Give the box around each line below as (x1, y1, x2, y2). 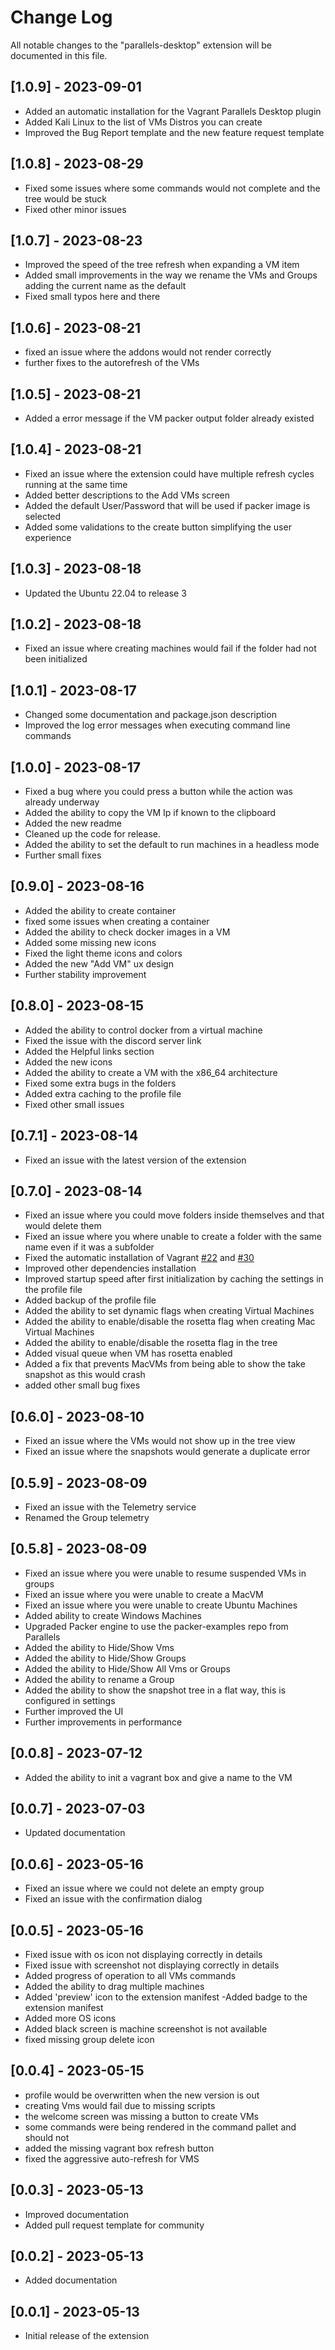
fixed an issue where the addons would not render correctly (24, 346, 272, 358)
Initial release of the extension (24, 2330, 150, 2342)
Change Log (10, 6, 113, 29)
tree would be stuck (24, 192, 108, 205)
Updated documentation (24, 1827, 126, 1839)
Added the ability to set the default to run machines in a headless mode (24, 839, 320, 851)
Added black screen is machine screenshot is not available (24, 2023, 268, 2035)
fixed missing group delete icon (24, 2034, 155, 2045)
